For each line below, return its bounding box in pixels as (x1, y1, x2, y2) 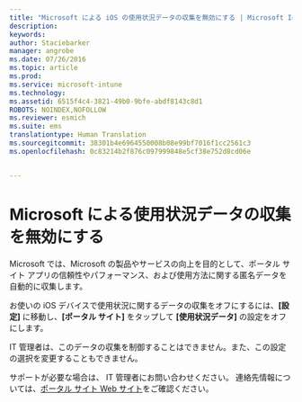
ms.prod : (9, 72, 42, 81)
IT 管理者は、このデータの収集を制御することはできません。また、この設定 (9, 341, 287, 352)
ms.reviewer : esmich (9, 113, 87, 122)
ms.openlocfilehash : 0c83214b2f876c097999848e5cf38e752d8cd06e (9, 147, 252, 156)
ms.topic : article (9, 64, 78, 73)
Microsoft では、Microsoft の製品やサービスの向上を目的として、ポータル (9, 258, 280, 269)
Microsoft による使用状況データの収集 (9, 204, 291, 225)
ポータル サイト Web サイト (40, 383, 143, 394)
